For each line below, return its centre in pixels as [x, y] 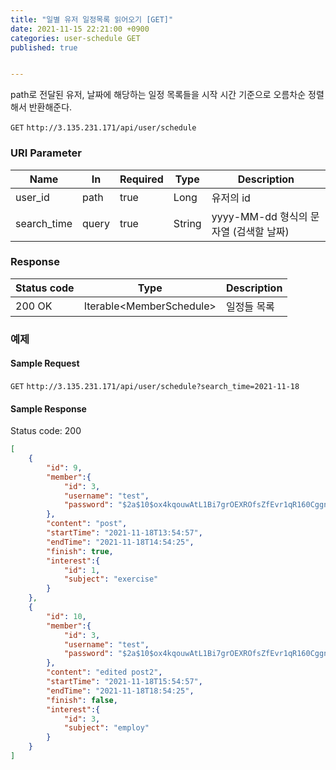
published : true [44, 47]
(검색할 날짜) [261, 231]
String [187, 223]
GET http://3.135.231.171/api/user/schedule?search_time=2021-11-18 [155, 386]
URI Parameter [46, 153]
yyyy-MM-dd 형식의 [259, 216]
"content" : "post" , [87, 524]
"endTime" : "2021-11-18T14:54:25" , [120, 542]
